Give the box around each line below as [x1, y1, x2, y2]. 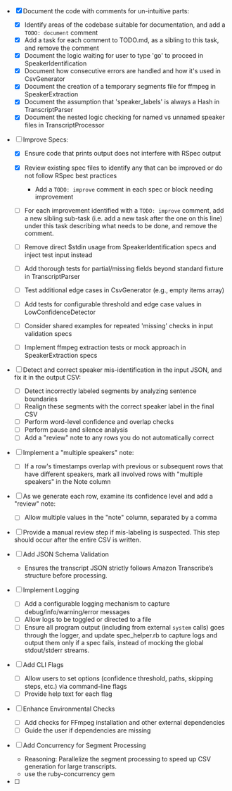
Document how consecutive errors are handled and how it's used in [24, 67, 221, 75]
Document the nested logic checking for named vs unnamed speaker [24, 113, 225, 122]
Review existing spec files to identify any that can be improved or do [24, 163, 223, 172]
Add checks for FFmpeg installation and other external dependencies [24, 718, 225, 726]
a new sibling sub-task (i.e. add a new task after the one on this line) [24, 214, 223, 223]
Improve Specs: [22, 135, 69, 144]
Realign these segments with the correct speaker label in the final [24, 402, 214, 411]
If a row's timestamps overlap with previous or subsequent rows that [24, 462, 224, 471]
